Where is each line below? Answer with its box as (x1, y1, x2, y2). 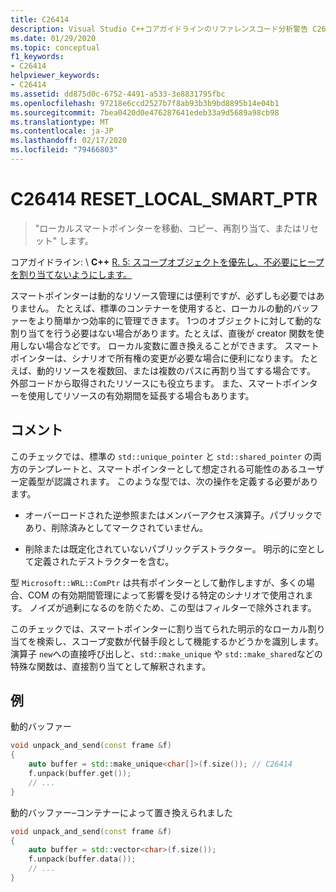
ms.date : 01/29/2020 (10, 33, 97, 43)
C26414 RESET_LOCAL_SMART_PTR (10, 188, 318, 211)
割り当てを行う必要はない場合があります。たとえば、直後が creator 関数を (10, 327, 316, 339)
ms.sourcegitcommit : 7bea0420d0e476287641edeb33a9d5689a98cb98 (10, 107, 280, 118)
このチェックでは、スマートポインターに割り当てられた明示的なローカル (10, 622, 308, 635)
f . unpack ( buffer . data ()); (28, 854, 137, 865)
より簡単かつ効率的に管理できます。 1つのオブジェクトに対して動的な (36, 314, 322, 326)
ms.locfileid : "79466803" (10, 145, 118, 155)
